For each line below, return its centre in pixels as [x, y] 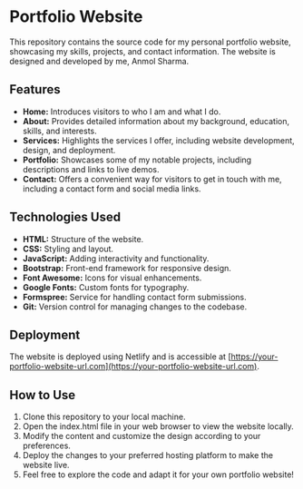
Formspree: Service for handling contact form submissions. [134, 297]
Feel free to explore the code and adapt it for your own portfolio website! [158, 474]
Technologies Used [65, 217]
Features [35, 89]
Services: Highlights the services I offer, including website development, [158, 140]
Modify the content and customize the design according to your [142, 436]
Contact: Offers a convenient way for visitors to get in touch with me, [152, 179]
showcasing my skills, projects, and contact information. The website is [143, 51]
